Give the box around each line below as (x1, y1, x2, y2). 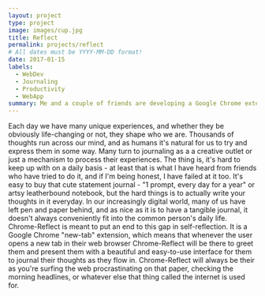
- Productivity (15, 84, 65, 93)
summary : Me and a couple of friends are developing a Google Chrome (8, 99, 242, 107)
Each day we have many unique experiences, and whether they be (8, 122, 225, 131)
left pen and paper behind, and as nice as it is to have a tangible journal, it (8, 205, 248, 215)
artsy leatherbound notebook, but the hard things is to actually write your (8, 189, 246, 198)
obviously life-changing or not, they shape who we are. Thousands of (8, 129, 234, 139)
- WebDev (15, 70, 44, 78)
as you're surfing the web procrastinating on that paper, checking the (8, 264, 234, 273)
